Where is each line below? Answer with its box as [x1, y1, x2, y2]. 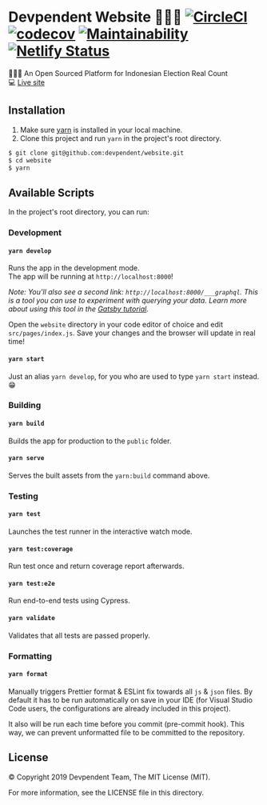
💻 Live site [8, 77, 46, 87]
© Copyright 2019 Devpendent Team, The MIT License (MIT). [8, 772, 210, 782]
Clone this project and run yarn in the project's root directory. [19, 133, 222, 143]
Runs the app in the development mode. [8, 263, 140, 273]
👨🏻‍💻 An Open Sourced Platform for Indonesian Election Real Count [8, 68, 228, 78]
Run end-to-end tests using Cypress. [8, 596, 130, 606]
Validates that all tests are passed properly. [8, 631, 150, 640]
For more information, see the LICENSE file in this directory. [8, 787, 204, 797]
